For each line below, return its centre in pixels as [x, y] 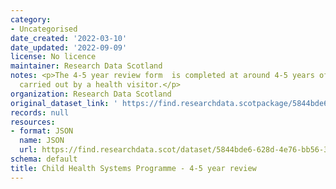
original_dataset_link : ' [64, 103]
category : [31, 19]
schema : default [44, 159]
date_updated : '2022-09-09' [69, 47]
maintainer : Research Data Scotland [86, 66]
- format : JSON [42, 131]
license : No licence [53, 57]
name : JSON [42, 141]
